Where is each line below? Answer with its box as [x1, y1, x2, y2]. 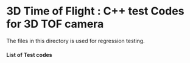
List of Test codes [6, 51, 53, 58]
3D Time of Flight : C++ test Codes [6, 4, 185, 18]
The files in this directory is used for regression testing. [6, 37, 145, 44]
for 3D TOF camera [6, 17, 104, 31]
